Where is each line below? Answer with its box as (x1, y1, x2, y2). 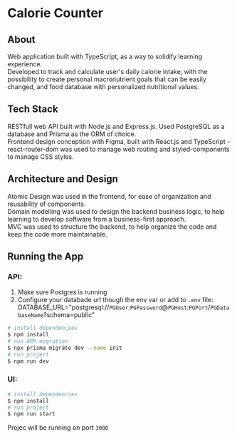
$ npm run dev (7, 358, 50, 365)
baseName (17, 312, 44, 319)
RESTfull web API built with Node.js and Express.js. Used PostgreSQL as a (7, 122, 226, 130)
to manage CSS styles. (7, 152, 75, 161)
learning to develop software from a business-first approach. (7, 215, 186, 223)
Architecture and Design (7, 173, 119, 185)
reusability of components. (7, 200, 86, 208)
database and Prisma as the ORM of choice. (7, 130, 137, 138)
